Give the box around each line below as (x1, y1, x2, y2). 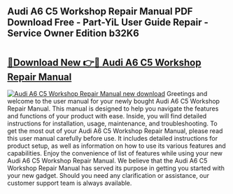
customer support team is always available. (7, 179, 132, 187)
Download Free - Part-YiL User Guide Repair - (7, 17, 209, 29)
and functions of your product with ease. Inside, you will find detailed (7, 112, 207, 120)
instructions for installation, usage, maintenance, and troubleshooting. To (7, 119, 218, 127)
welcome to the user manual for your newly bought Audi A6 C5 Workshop (7, 97, 220, 105)
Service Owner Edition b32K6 (7, 27, 140, 39)
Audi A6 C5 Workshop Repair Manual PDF (7, 6, 193, 18)
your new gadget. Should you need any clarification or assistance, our (7, 172, 210, 179)
